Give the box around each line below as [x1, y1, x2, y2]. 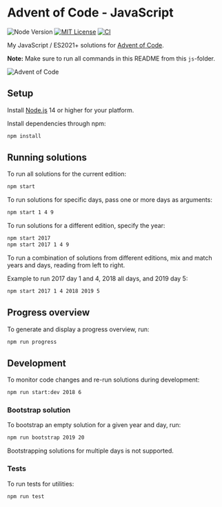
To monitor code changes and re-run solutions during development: [7, 375, 200, 384]
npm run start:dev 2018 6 [7, 389, 81, 396]
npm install [7, 132, 41, 139]
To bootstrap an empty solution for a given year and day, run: [7, 421, 181, 429]
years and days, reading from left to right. [7, 260, 125, 269]
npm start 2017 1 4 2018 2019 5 [7, 287, 100, 294]
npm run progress [7, 338, 57, 345]
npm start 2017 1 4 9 [7, 241, 70, 249]
